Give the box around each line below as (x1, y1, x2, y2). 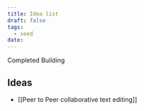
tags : (7, 23, 23, 30)
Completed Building (7, 56, 65, 64)
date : (7, 37, 23, 44)
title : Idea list (7, 10, 59, 18)
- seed (13, 30, 33, 37)
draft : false (7, 17, 46, 24)
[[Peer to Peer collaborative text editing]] (17, 95, 138, 103)
